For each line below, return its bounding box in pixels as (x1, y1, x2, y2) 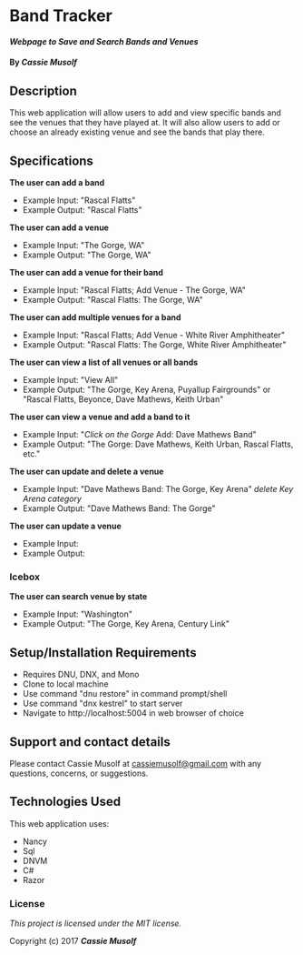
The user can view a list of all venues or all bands (9, 357, 199, 367)
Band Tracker (9, 5, 113, 26)
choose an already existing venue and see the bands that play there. (9, 126, 265, 137)
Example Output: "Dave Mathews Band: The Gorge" (22, 503, 216, 514)
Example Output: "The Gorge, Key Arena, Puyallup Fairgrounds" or (22, 384, 271, 395)
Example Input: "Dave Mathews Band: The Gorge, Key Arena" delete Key (22, 484, 294, 494)
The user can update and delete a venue (9, 466, 164, 477)
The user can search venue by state (9, 591, 148, 602)
